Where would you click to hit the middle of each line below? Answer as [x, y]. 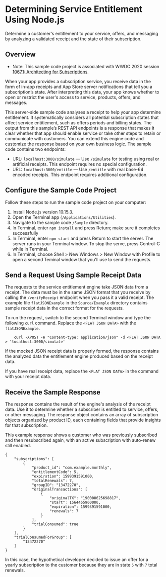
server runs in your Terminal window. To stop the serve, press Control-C [86, 243]
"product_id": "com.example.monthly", [72, 468]
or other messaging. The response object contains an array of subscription [82, 415]
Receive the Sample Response [53, 392]
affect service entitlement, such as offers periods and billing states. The [79, 122]
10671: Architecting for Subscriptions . [51, 72]
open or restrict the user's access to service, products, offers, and [73, 97]
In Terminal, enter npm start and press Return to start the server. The [83, 238]
